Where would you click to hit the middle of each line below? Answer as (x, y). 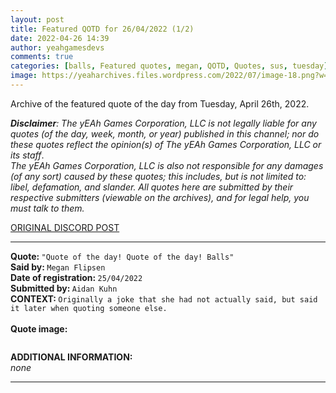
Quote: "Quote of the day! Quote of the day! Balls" (122, 256)
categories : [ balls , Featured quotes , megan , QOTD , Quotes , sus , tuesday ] (169, 66)
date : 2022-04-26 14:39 (60, 38)
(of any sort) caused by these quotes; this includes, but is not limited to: (158, 176)
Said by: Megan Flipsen (58, 267)
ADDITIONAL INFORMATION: (71, 357)
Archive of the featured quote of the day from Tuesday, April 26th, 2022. (160, 103)
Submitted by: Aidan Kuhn (64, 288)
